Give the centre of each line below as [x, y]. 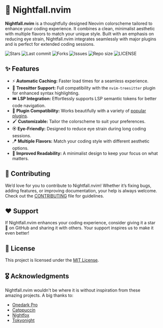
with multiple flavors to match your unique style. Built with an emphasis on [80, 34]
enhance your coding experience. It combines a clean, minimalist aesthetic [80, 28]
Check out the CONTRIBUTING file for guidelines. [55, 196]
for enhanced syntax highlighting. [46, 93]
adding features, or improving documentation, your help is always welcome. [81, 191]
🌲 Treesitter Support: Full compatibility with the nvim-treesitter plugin [84, 88]
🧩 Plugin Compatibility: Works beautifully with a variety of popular [79, 110]
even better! [17, 233]
